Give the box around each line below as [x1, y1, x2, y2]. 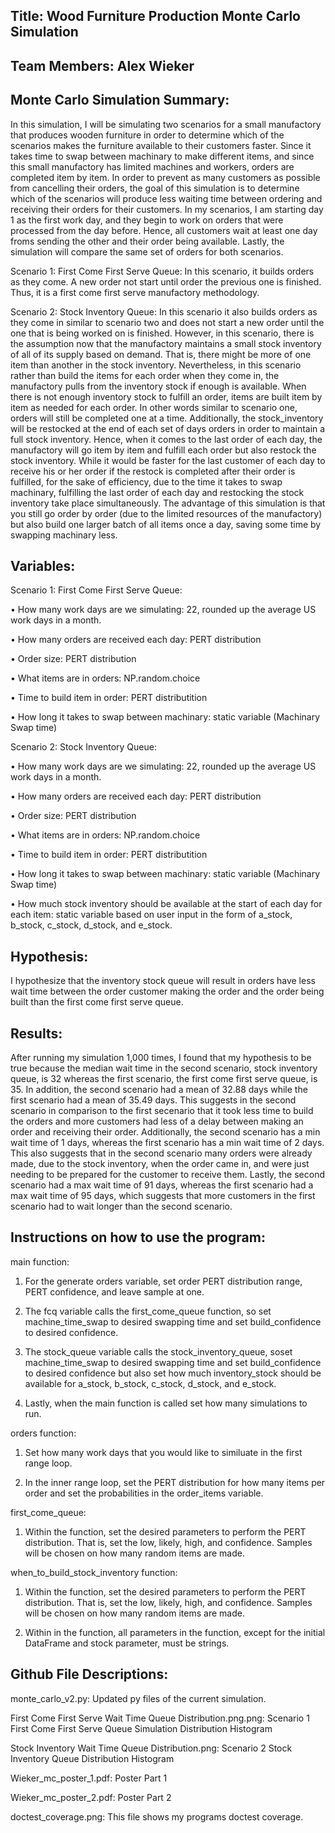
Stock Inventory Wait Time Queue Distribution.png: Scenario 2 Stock [10, 1742, 293, 1754]
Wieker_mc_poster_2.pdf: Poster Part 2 [10, 1791, 172, 1803]
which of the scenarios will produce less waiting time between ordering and [10, 192, 323, 204]
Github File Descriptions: [10, 1666, 169, 1683]
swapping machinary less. [10, 529, 118, 541]
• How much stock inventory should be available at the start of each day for [10, 898, 323, 910]
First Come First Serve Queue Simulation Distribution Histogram [10, 1722, 273, 1734]
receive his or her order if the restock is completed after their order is [10, 465, 296, 477]
